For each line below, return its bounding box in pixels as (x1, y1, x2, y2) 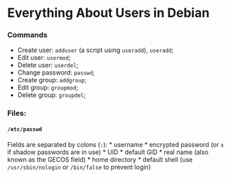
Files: (7, 108, 27, 118)
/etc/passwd (7, 126, 42, 133)
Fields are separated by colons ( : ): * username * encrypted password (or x (7, 140, 225, 148)
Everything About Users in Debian (7, 5, 210, 21)
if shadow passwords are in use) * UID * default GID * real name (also (7, 148, 209, 156)
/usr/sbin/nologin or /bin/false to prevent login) (7, 163, 151, 171)
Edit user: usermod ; (17, 53, 72, 62)
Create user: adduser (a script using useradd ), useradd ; (17, 46, 174, 54)
